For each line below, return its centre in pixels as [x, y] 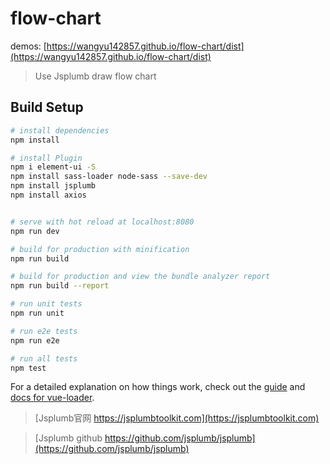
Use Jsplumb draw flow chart [95, 76]
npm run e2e [35, 340]
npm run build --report [60, 286]
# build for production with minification [100, 249]
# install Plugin [46, 158]
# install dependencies [60, 130]
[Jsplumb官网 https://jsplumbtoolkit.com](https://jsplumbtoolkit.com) [177, 418]
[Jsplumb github [68, 438]
